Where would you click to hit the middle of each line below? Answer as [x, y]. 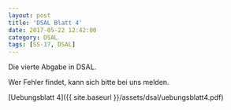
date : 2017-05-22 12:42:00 [52, 30]
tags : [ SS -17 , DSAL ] [42, 45]
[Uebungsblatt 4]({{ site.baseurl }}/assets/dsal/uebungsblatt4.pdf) [116, 97]
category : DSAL [33, 37]
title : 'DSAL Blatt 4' [45, 23]
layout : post [30, 15]
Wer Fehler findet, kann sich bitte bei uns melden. [89, 82]
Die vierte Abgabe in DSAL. [52, 67]
